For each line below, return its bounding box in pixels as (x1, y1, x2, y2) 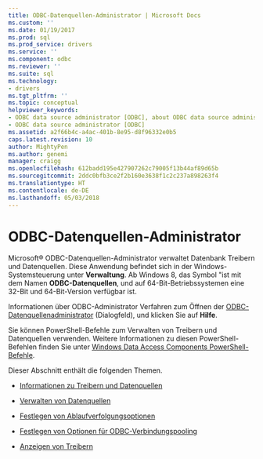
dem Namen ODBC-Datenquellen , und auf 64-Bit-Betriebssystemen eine (8, 279, 245, 288)
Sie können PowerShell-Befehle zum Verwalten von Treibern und (8, 326, 218, 335)
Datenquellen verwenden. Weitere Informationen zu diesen (8, 334, 198, 344)
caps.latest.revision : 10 (8, 135, 92, 144)
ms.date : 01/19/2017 (8, 26, 76, 34)
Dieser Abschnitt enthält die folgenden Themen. (8, 366, 163, 375)
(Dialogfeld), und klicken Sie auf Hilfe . (95, 311, 218, 320)
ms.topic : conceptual (8, 99, 79, 107)
